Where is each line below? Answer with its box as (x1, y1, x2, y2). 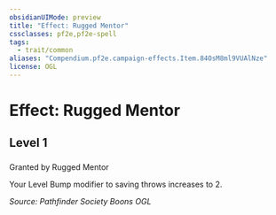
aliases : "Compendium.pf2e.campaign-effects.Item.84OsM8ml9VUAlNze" (9, 54, 268, 63)
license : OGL (9, 63, 58, 72)
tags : (9, 37, 29, 47)
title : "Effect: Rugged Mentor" (9, 21, 129, 30)
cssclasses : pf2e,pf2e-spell (9, 29, 117, 38)
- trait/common (17, 46, 74, 55)
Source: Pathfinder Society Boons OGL (9, 196, 152, 207)
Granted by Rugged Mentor (9, 162, 109, 173)
